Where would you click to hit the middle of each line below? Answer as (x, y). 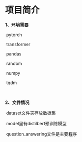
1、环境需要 (17, 25)
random (14, 63)
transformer (18, 44)
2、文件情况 (17, 102)
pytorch (14, 35)
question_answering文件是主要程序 (41, 134)
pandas (14, 54)
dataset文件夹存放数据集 (31, 113)
